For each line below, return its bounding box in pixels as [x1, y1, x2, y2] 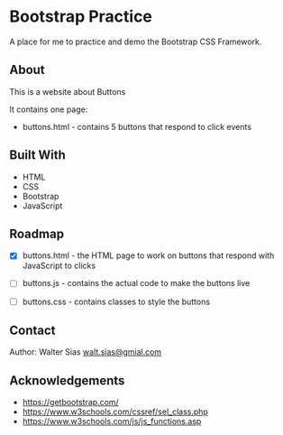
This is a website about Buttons [9, 86, 126, 97]
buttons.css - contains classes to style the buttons [22, 296, 210, 307]
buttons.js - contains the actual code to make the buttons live [22, 278, 251, 289]
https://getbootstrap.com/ [22, 397, 119, 408]
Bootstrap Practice [9, 6, 153, 27]
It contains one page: [9, 104, 88, 115]
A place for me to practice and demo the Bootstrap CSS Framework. [9, 36, 262, 47]
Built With [9, 147, 66, 163]
